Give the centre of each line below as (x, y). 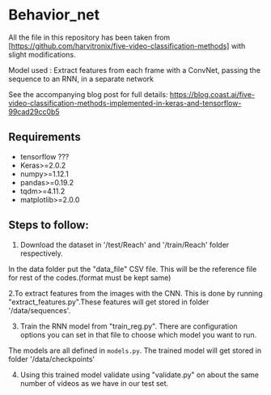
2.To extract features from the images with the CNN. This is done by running (135, 293)
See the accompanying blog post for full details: (88, 94)
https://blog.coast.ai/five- (212, 94)
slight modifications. (42, 54)
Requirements (44, 137)
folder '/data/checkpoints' (52, 359)
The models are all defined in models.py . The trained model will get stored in (135, 350)
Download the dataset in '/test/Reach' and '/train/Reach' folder (125, 244)
